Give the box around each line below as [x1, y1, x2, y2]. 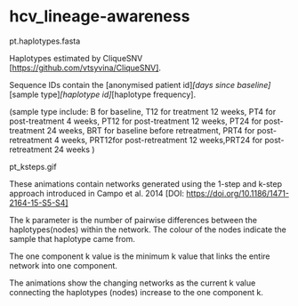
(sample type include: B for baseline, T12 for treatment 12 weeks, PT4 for [9, 106, 277, 117]
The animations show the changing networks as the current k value [9, 278, 256, 288]
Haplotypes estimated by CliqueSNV [9, 52, 143, 63]
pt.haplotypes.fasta [9, 36, 81, 46]
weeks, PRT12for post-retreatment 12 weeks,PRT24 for [60, 134, 263, 145]
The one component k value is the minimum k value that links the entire [9, 251, 270, 262]
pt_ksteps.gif [9, 161, 57, 172]
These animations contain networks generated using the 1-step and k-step [9, 178, 283, 189]
